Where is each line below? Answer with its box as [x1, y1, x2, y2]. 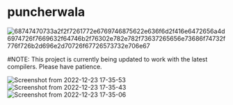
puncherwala [7, 4, 86, 20]
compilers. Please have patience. [7, 62, 102, 70]
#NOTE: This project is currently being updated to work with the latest [7, 55, 208, 63]
